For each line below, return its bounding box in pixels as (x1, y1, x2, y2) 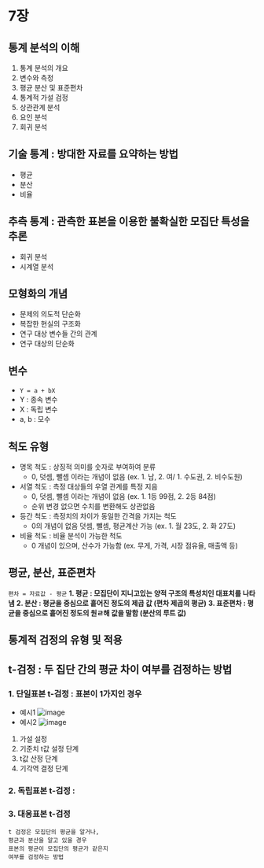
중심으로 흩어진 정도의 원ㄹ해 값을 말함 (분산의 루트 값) (22, 608, 187, 618)
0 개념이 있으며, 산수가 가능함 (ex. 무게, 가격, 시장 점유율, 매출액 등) (31, 541, 238, 551)
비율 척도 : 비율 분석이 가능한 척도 (19, 531, 123, 541)
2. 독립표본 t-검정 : (8, 785, 76, 796)
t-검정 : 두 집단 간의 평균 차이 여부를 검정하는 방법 (8, 663, 233, 676)
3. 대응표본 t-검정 (8, 808, 71, 819)
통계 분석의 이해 (8, 41, 80, 54)
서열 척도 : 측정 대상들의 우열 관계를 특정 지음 (19, 482, 159, 492)
